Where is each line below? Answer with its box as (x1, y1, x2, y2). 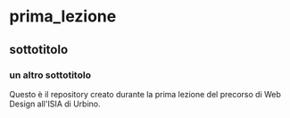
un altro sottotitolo (9, 69, 92, 81)
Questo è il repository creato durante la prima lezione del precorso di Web (9, 88, 281, 99)
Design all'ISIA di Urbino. (9, 98, 101, 109)
